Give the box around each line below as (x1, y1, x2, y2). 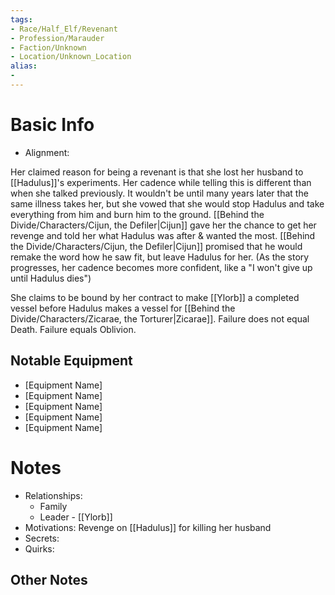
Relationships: (24, 489, 83, 501)
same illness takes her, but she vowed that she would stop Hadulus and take (10, 197, 325, 210)
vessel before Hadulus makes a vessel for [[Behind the (10, 302, 236, 314)
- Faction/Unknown (10, 42, 87, 53)
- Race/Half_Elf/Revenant (10, 24, 118, 34)
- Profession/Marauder (10, 33, 105, 43)
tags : (10, 14, 33, 25)
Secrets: (24, 532, 60, 544)
